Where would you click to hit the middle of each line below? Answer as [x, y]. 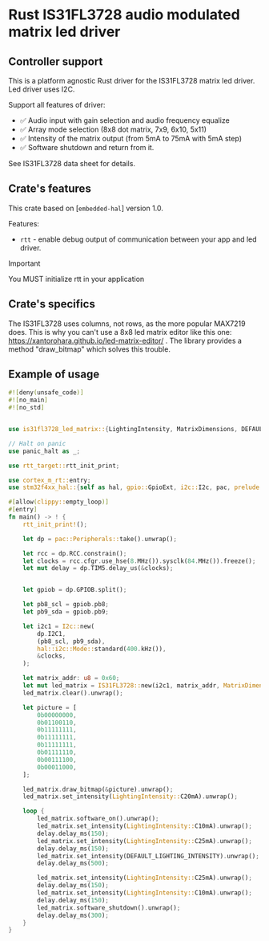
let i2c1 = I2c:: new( [58, 626]
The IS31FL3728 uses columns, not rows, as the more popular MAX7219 [127, 324]
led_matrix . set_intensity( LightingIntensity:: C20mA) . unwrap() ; [130, 796]
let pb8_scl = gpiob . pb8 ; [66, 605]
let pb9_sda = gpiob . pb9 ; [66, 612]
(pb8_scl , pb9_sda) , [71, 641]
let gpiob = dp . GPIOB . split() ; [75, 590]
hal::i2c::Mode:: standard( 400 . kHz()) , [102, 649]
